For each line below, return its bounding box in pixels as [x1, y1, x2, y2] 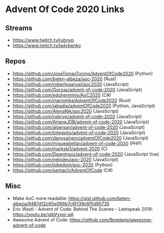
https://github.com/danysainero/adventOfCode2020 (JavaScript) [12, 135, 149, 141]
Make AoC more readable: [12, 195, 67, 201]
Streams [5, 24, 33, 32]
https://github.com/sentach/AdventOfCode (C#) [12, 167, 113, 173]
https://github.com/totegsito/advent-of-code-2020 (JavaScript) [12, 129, 146, 135]
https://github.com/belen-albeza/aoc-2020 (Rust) [12, 76, 116, 82]
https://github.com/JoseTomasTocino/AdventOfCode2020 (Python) [12, 70, 153, 76]
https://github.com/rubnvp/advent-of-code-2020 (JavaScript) [12, 113, 142, 119]
